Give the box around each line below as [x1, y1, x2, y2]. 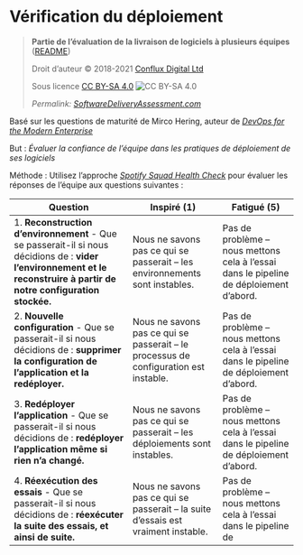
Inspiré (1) [150, 200, 197, 213]
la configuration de [14, 355, 97, 367]
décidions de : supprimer [14, 343, 122, 356]
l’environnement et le [14, 261, 107, 273]
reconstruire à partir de [14, 273, 116, 285]
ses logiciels [9, 152, 56, 163]
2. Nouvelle [14, 310, 64, 322]
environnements [132, 266, 201, 279]
